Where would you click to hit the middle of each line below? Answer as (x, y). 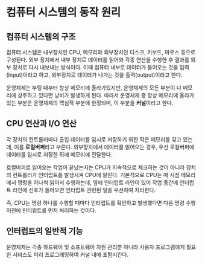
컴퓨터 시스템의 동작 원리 (64, 12)
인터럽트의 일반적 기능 (45, 231)
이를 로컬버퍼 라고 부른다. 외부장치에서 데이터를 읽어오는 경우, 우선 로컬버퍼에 (104, 147)
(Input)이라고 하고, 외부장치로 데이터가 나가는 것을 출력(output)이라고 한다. (94, 75)
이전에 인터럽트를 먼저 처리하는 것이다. (51, 210)
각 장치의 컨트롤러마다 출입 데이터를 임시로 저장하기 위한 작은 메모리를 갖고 (94, 139)
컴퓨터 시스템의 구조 (41, 37)
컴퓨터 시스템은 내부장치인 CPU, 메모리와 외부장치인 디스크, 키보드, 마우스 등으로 (101, 52)
